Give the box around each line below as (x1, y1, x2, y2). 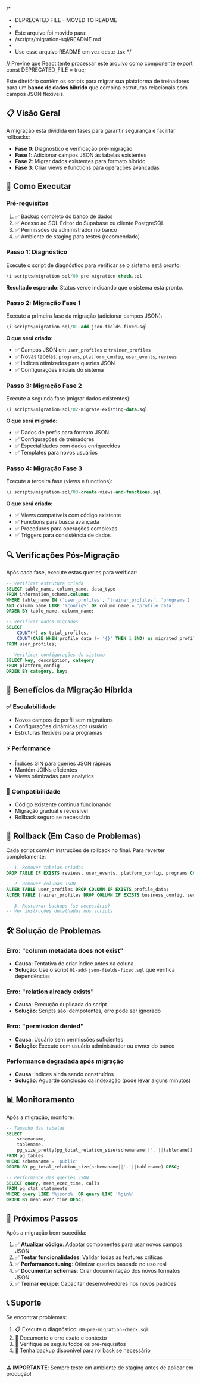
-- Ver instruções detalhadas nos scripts (6, 908, 113, 914)
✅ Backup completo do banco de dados (14, 213, 113, 220)
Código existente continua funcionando (14, 801, 112, 808)
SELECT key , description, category (6, 657, 95, 663)
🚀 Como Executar (6, 181, 72, 191)
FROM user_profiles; (6, 641, 58, 647)
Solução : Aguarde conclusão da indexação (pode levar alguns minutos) (14, 1077, 191, 1084)
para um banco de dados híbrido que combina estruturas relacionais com (6, 84, 187, 91)
